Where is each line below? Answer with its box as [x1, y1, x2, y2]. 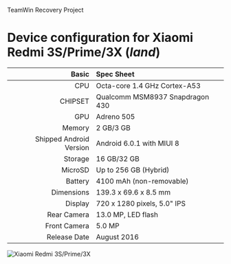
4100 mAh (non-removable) [96, 176, 189, 186]
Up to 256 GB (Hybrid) [96, 165, 170, 175]
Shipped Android [34, 134, 89, 144]
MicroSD [61, 165, 89, 175]
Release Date [47, 232, 89, 241]
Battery [65, 176, 89, 186]
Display [65, 199, 89, 208]
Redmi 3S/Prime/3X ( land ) [7, 45, 161, 60]
